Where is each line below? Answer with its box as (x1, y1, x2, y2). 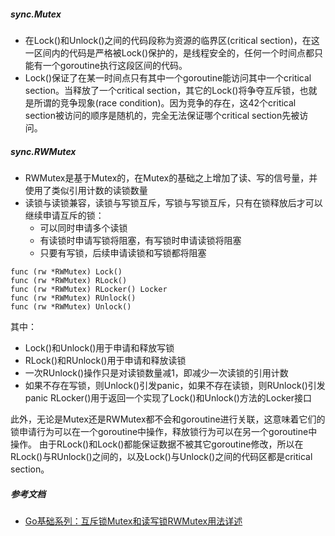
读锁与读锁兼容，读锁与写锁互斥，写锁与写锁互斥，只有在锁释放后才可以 (24, 196, 323, 209)
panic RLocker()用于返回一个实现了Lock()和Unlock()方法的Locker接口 (24, 391, 312, 404)
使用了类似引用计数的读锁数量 (24, 184, 148, 196)
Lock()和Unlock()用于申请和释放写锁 (24, 341, 175, 354)
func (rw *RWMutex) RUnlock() (10, 293, 137, 303)
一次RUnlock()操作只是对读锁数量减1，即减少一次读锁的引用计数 (24, 366, 289, 379)
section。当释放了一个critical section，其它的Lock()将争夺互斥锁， (24, 84, 300, 96)
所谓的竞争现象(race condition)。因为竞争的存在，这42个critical (33, 96, 297, 109)
